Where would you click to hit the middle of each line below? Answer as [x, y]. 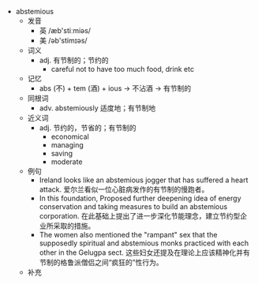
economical [70, 136]
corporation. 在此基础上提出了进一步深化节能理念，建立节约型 [140, 216]
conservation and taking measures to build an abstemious [133, 207]
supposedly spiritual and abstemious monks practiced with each [144, 243]
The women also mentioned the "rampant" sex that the [128, 235]
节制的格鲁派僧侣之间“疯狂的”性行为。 [101, 262]
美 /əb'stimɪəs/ [64, 40]
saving [62, 153]
